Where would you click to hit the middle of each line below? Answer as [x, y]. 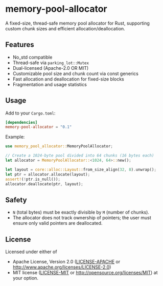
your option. [25, 278]
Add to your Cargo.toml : [30, 113]
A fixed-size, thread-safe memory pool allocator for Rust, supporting [77, 23]
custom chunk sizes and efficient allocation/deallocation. [65, 28]
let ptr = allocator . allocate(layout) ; [48, 174]
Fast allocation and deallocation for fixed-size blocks [68, 79]
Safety [16, 200]
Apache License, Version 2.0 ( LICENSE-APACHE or [66, 262]
